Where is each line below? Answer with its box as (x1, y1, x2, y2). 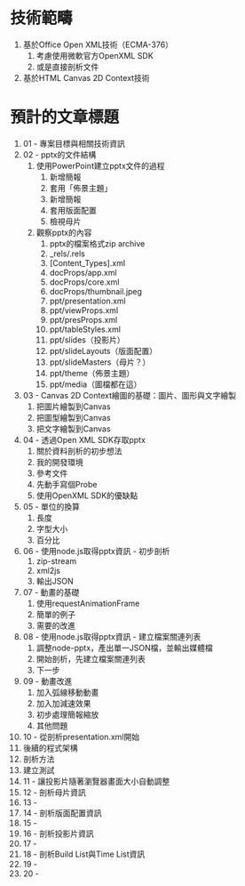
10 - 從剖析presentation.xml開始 (22, 731, 140, 742)
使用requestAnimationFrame (36, 598, 140, 608)
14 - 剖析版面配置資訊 (22, 807, 102, 818)
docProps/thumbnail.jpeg (49, 286, 143, 296)
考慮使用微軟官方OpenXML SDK (36, 50, 154, 60)
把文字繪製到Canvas (36, 423, 111, 434)
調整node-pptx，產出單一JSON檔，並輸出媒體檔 (36, 642, 214, 653)
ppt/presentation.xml (49, 295, 127, 306)
